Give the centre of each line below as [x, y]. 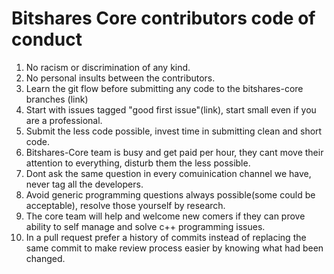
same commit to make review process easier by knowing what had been [174, 248]
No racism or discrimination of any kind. [108, 67]
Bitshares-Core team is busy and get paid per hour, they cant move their [174, 152]
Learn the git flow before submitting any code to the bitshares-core [164, 88]
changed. [45, 258]
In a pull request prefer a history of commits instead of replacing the [166, 237]
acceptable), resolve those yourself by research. [125, 205]
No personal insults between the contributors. [120, 78]
